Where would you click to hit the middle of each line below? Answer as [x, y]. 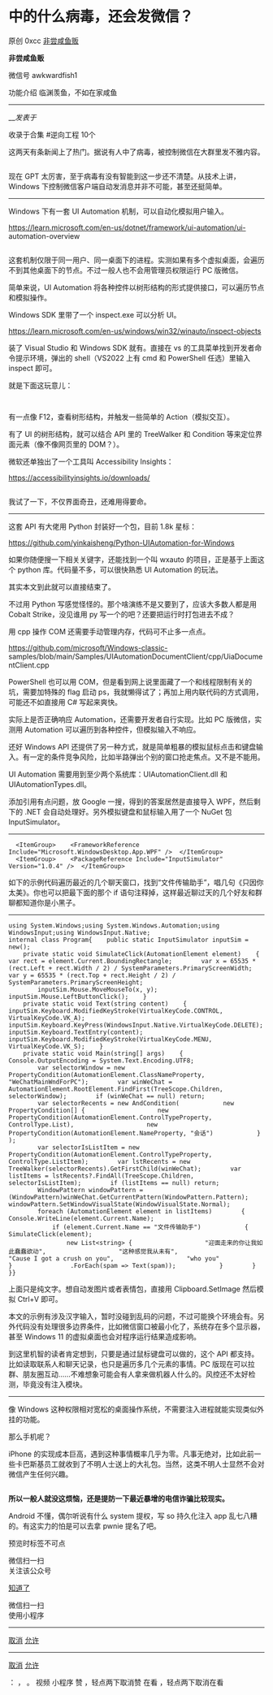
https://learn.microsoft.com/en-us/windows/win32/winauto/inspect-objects [135, 331]
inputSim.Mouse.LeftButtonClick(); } [78, 997]
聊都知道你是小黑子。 [44, 902]
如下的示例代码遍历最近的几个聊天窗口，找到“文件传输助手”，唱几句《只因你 [136, 882]
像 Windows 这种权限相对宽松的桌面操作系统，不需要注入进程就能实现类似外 [136, 1409]
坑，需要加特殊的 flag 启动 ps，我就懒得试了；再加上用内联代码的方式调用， [136, 692]
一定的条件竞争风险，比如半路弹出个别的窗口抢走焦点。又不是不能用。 [147, 757]
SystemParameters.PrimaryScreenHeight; [76, 982]
